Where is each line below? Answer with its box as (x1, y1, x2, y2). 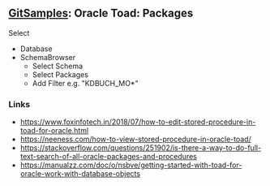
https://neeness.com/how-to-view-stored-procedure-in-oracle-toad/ (19, 134, 251, 145)
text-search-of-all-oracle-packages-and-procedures (19, 152, 197, 162)
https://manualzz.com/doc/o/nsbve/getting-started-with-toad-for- (19, 160, 242, 170)
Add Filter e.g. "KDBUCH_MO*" (32, 78, 139, 88)
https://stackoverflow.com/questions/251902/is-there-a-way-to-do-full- (19, 143, 262, 153)
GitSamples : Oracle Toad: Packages (8, 6, 194, 20)
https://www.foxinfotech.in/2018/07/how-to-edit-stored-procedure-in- (19, 117, 256, 127)
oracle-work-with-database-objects (19, 169, 140, 179)
